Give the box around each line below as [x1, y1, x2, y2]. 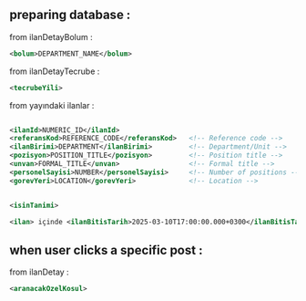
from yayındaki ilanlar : [9, 99, 95, 110]
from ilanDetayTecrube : [9, 66, 100, 77]
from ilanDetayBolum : [9, 31, 93, 42]
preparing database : [9, 7, 131, 23]
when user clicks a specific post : [9, 242, 203, 258]
